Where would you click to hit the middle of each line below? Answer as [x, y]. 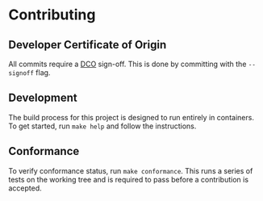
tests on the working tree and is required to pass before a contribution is [128, 179]
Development [43, 98]
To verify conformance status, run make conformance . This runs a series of [131, 170]
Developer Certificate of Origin [88, 45]
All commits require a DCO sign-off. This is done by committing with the [127, 64]
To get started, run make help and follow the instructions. [102, 126]
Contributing [52, 15]
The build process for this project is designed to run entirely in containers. [131, 117]
